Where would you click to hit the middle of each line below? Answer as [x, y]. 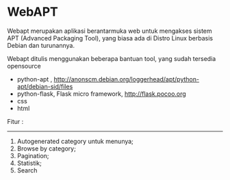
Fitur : [15, 121]
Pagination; [33, 155]
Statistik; [29, 163]
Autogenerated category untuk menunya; [75, 141]
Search [27, 170]
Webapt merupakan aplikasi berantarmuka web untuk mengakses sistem [110, 31]
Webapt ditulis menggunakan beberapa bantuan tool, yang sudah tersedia [112, 58]
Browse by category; [47, 149]
